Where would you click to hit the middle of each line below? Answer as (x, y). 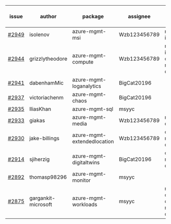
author (48, 16)
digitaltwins (86, 162)
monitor (81, 180)
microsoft (41, 204)
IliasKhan (40, 109)
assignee (139, 16)
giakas (37, 120)
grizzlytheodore (48, 59)
